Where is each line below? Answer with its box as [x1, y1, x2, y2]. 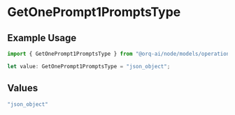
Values [7, 82, 38, 94]
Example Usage [7, 32, 77, 44]
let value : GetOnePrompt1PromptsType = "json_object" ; [7, 63, 171, 70]
